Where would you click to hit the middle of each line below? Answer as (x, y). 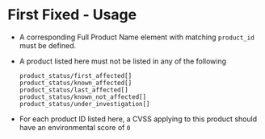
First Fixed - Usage (72, 15)
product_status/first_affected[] (76, 76)
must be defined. (48, 45)
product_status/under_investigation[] (84, 104)
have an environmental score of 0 (75, 127)
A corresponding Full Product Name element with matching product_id (137, 37)
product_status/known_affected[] (76, 83)
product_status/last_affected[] (74, 90)
